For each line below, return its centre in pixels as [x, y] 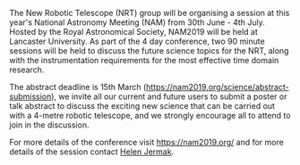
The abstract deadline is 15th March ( [78, 87]
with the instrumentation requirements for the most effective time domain [144, 60]
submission [30, 96]
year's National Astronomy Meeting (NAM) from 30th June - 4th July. [137, 22]
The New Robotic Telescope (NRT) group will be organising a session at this [150, 13]
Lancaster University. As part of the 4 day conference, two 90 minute [137, 41]
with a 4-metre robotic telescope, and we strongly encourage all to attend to [150, 115]
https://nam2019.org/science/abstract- [218, 87]
